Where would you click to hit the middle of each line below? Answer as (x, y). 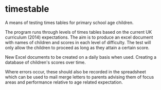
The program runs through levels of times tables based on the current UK (79, 32)
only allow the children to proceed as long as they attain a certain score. (77, 47)
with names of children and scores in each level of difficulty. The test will (78, 42)
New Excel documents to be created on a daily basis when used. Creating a (81, 57)
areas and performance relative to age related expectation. (64, 82)
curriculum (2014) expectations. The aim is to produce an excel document (79, 37)
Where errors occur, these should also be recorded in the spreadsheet (76, 71)
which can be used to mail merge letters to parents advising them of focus (80, 77)
